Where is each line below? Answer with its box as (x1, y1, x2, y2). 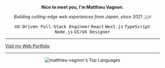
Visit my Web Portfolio (5, 43, 50, 49)
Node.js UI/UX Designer (55, 29, 110, 34)
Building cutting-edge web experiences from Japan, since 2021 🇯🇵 (14, 14, 151, 19)
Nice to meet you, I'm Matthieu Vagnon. (41, 4, 124, 10)
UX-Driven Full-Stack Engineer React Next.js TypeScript (14, 24, 151, 29)
